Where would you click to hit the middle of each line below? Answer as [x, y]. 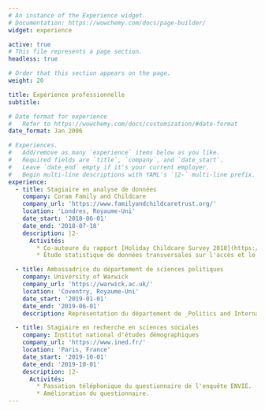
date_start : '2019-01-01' [65, 299]
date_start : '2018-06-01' [65, 218]
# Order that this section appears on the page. [90, 73]
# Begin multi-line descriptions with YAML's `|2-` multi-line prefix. [132, 174]
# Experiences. [33, 145]
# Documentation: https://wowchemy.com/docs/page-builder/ [107, 23]
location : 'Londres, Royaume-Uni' [79, 211]
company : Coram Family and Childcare [84, 197]
